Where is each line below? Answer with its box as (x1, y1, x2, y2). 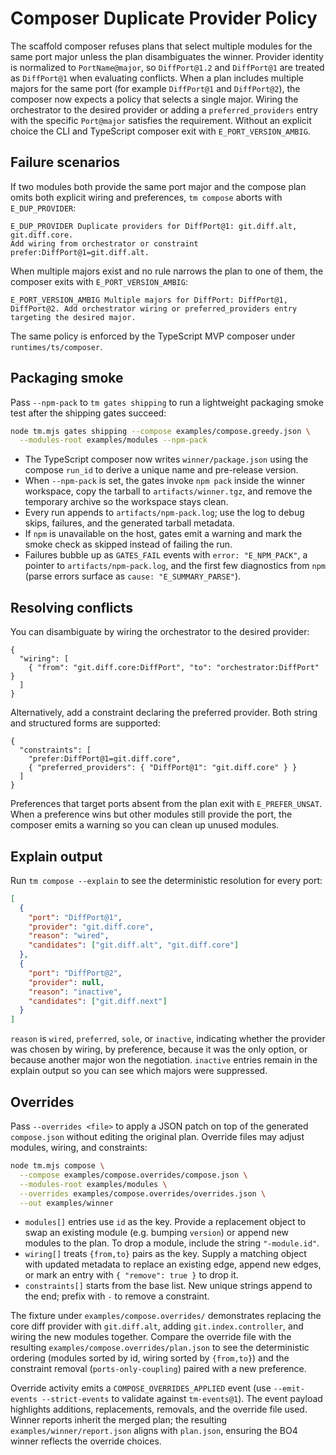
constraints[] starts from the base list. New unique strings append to (24, 1280, 313, 1292)
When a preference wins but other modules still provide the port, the (10, 808, 293, 821)
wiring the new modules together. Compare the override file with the (10, 1331, 292, 1343)
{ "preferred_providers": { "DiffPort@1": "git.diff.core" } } (28, 763, 298, 773)
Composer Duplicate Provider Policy (10, 7, 318, 30)
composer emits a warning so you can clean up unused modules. (10, 819, 280, 831)
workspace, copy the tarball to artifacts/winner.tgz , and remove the (24, 485, 313, 497)
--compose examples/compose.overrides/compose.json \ (19, 1170, 248, 1180)
